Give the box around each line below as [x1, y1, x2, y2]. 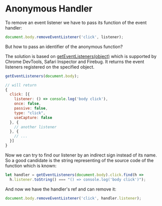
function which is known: [5, 162, 57, 168]
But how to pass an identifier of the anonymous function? [5, 43, 123, 49]
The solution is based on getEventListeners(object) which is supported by [5, 53, 157, 59]
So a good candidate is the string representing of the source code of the [5, 157, 154, 163]
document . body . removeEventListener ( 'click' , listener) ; [5, 34, 124, 39]
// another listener [14, 124, 57, 129]
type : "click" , [14, 110, 46, 115]
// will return [5, 82, 37, 87]
